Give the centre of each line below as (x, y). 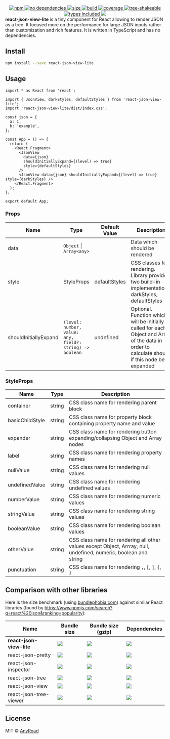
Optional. (142, 309)
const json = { (21, 117)
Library (139, 275)
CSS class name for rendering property (115, 453)
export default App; (27, 201)
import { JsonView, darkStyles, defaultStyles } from (63, 99)
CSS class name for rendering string (112, 511)
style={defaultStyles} (47, 166)
